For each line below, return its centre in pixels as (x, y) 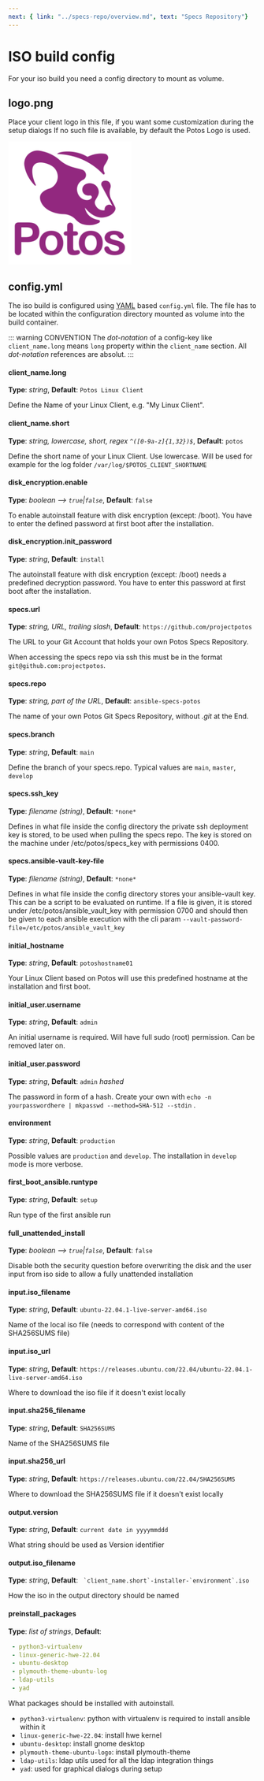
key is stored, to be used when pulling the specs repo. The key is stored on (130, 834)
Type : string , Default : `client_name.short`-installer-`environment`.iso (129, 1580)
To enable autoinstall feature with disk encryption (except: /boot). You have (130, 515)
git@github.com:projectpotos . (57, 666)
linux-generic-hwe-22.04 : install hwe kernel (91, 1735)
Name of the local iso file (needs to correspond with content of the (116, 1325)
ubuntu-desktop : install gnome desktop (82, 1743)
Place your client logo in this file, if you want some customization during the (131, 122)
